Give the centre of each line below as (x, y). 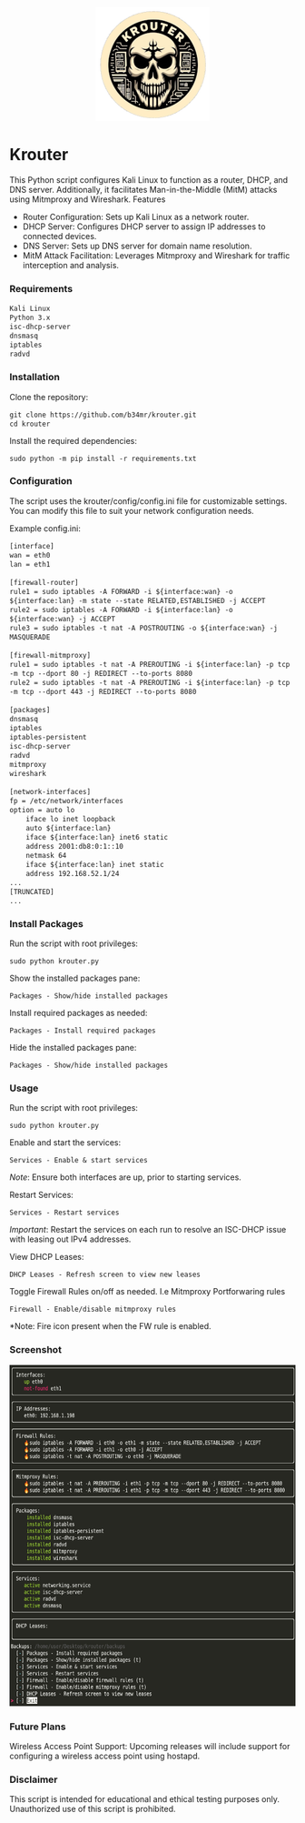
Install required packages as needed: (79, 1013)
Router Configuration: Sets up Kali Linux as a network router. (136, 217)
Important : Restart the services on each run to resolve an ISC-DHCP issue (148, 1230)
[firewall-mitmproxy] (50, 655)
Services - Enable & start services (79, 1161)
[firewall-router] (44, 582)
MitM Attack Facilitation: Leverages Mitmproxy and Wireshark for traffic (156, 255)
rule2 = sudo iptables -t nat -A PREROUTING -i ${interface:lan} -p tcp (150, 682)
